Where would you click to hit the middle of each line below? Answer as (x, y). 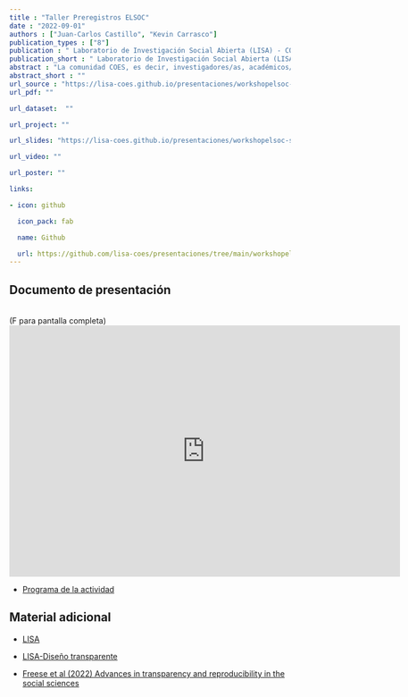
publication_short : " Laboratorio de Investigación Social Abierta (139, 59)
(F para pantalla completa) (58, 321)
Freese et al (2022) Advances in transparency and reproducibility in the (154, 673)
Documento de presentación (90, 290)
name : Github (42, 238)
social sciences (50, 683)
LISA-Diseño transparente (70, 656)
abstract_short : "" (48, 76)
